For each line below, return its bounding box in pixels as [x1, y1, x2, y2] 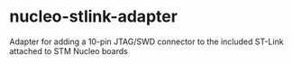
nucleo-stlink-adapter [9, 6, 179, 27]
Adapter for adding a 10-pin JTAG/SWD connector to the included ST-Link [9, 36, 284, 47]
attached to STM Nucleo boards [9, 45, 128, 56]
